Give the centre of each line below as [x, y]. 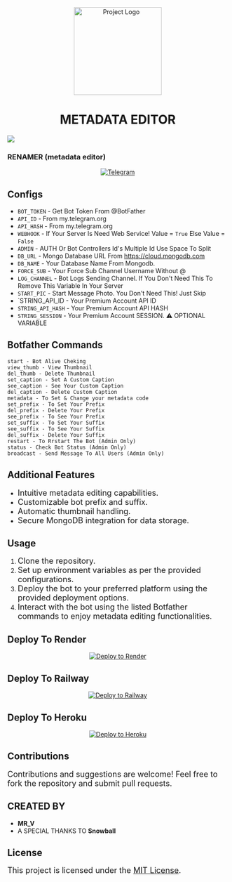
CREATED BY [36, 807]
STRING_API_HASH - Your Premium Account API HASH [93, 308]
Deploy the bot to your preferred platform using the [112, 589]
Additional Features [51, 475]
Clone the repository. [56, 561]
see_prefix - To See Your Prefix [56, 416]
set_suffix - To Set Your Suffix [56, 423]
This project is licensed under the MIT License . [94, 870]
